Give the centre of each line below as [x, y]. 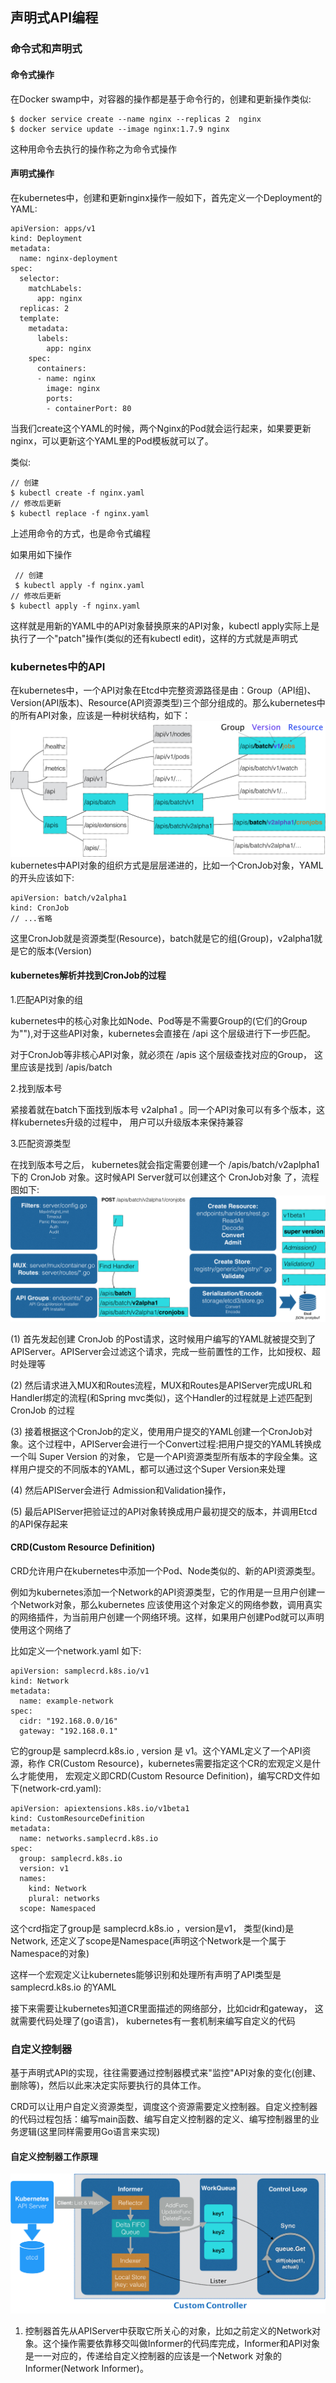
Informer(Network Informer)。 [86, 2369]
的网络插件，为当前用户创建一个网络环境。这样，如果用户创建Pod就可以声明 [167, 1617]
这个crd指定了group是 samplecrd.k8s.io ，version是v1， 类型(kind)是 [152, 1928]
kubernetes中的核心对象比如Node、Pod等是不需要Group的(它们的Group [159, 1020]
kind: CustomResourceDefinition [77, 1818]
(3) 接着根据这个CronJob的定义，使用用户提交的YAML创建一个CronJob [157, 1431]
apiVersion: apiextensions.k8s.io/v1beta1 [100, 1808]
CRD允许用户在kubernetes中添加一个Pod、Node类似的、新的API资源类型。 [165, 1570]
